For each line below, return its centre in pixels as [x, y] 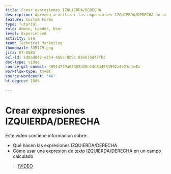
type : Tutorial [21, 24]
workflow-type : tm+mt [28, 72]
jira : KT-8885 [20, 52]
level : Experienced [26, 34]
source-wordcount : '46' [31, 76]
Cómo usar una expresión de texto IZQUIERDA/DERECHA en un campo [87, 151]
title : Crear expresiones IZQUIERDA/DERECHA [53, 10]
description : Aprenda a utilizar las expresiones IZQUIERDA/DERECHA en [83, 15]
